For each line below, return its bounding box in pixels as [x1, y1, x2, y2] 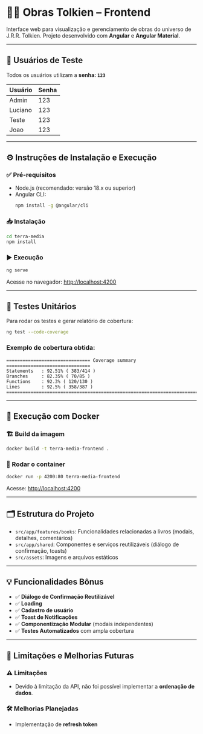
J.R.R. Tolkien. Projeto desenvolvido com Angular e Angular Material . [6, 32, 181, 39]
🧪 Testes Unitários [6, 301, 77, 312]
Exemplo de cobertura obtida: [6, 344, 95, 352]
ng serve [6, 267, 28, 273]
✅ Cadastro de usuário [14, 606, 74, 614]
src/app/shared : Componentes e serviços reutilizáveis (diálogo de [14, 541, 179, 548]
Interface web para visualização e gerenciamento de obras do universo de [6, 25, 192, 33]
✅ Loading [14, 599, 42, 607]
